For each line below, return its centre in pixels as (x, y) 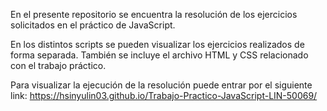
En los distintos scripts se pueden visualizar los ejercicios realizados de (157, 44)
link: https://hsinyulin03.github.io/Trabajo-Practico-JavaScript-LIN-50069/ (164, 95)
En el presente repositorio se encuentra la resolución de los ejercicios (154, 14)
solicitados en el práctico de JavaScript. (93, 25)
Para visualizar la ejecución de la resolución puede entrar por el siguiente (161, 85)
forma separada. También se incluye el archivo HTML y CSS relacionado (159, 55)
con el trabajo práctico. (58, 65)
